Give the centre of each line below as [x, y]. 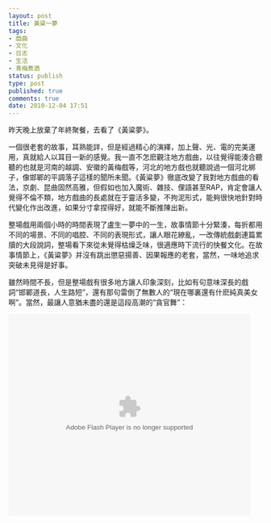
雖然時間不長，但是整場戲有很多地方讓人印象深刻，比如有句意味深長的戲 [128, 282]
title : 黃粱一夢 [33, 23]
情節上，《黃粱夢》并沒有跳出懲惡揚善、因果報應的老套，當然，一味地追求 [137, 255]
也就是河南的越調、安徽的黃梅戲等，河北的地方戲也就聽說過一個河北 [135, 167]
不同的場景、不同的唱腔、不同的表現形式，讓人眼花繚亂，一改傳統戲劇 [125, 235]
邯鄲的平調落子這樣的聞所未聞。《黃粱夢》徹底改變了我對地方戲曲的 [141, 178]
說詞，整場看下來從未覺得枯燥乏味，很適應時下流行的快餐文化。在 [146, 245]
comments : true [34, 98]
